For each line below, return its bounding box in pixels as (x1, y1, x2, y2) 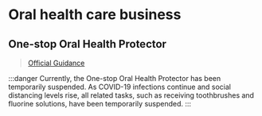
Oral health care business (8, 6, 182, 24)
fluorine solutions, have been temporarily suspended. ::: (8, 99, 192, 108)
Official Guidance (27, 58, 85, 68)
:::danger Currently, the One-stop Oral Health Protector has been (8, 74, 221, 83)
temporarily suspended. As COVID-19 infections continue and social (8, 82, 232, 91)
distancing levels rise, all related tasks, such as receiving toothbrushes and (8, 91, 255, 100)
